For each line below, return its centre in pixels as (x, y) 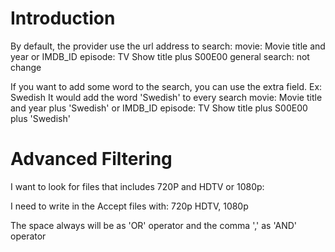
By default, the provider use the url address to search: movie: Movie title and (168, 46)
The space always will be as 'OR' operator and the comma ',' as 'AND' (153, 225)
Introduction (63, 18)
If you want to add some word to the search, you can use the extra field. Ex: (166, 86)
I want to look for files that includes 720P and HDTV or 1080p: (137, 186)
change (26, 67)
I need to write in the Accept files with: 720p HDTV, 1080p (129, 206)
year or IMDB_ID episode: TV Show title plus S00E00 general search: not (160, 56)
